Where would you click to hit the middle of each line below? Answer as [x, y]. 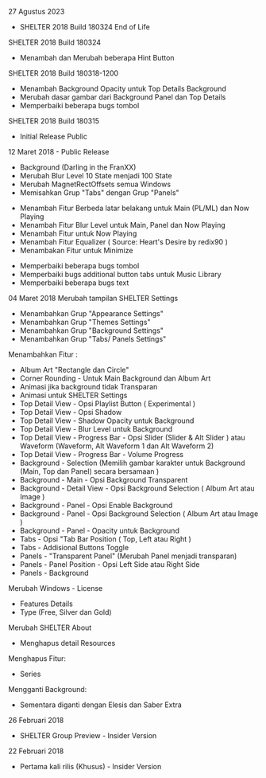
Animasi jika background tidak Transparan [89, 387]
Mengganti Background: [48, 689]
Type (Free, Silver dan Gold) [66, 612]
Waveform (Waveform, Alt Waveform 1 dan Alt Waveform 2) [117, 446]
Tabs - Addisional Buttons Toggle [74, 547]
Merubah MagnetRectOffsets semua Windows [95, 184]
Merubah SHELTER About [50, 627]
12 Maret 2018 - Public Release [59, 152]
